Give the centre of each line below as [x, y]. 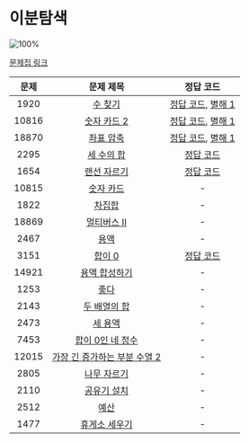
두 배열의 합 [107, 306]
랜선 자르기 [106, 172]
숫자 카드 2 [106, 120]
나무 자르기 [106, 374]
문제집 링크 [29, 62]
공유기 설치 [106, 390]
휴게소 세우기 [107, 424]
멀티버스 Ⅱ [107, 222]
